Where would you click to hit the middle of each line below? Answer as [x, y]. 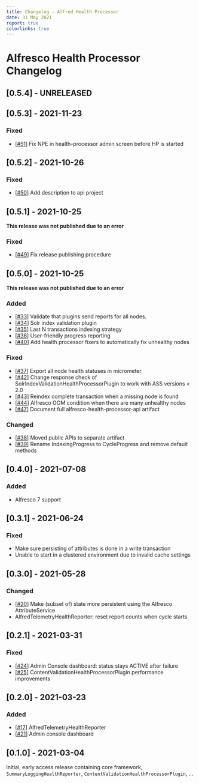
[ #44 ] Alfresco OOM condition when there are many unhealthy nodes [100, 402]
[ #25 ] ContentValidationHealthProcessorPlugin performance [89, 672]
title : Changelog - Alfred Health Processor [62, 12]
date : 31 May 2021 [29, 17]
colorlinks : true [28, 29]
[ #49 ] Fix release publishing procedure [63, 255]
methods [26, 450]
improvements [33, 679]
